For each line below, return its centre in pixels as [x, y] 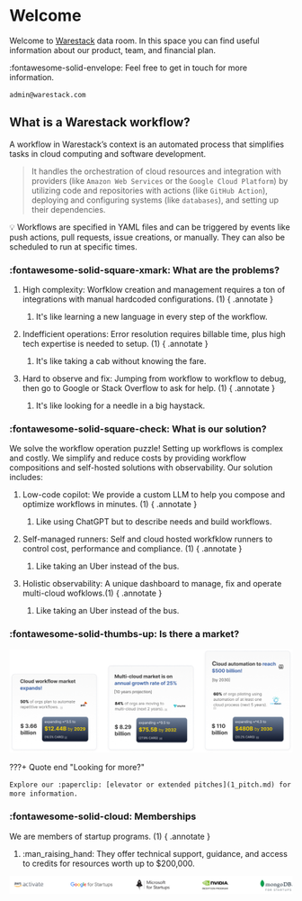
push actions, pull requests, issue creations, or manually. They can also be [147, 237]
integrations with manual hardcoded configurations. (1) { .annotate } [148, 299]
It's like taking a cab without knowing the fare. [121, 361]
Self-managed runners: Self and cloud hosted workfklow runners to [147, 539]
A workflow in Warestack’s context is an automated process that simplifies [147, 144]
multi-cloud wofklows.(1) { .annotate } [92, 593]
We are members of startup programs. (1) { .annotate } [110, 836]
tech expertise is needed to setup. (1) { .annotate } [115, 344]
